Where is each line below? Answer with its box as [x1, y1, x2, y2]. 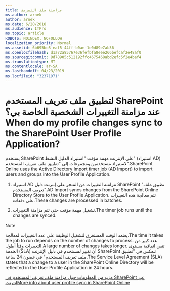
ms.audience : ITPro [5, 26, 47, 31]
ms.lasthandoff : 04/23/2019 [5, 69, 65, 74]
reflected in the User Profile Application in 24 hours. [5, 264, 114, 270]
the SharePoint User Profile [5, 128, 122, 139]
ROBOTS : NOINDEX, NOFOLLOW [5, 36, 62, 41]
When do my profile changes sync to [5, 117, 163, 128]
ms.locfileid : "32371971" [5, 74, 60, 79]
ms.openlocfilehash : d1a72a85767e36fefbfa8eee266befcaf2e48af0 [5, 50, 142, 55]
